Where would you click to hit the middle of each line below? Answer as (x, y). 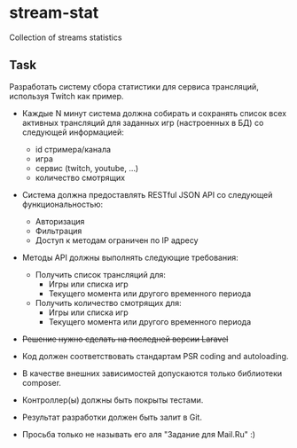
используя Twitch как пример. (66, 96)
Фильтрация (59, 231)
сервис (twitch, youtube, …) (87, 168)
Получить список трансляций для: (101, 274)
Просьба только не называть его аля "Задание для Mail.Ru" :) (138, 434)
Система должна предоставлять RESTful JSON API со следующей (147, 194)
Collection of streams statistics (66, 37)
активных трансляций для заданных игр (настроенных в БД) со (143, 122)
